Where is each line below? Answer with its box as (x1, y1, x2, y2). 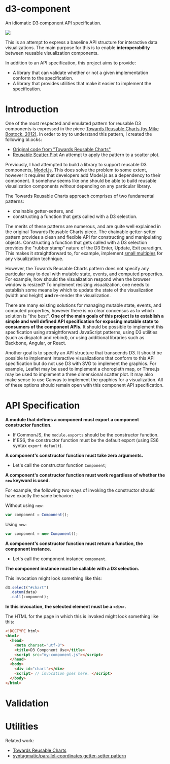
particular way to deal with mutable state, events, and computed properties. (5, 271, 164, 277)
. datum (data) (10, 590, 38, 595)
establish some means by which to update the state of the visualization (5, 287, 154, 293)
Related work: (5, 737, 35, 743)
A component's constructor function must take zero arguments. (5, 452, 144, 458)
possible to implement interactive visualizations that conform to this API (5, 355, 155, 361)
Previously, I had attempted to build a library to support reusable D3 (5, 161, 147, 167)
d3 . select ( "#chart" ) (5, 585, 49, 590)
